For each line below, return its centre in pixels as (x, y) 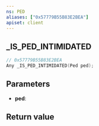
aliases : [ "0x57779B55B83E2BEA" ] (47, 17)
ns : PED (16, 12)
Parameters (28, 84)
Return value (30, 117)
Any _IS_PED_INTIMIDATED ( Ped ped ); (50, 66)
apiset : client (25, 22)
